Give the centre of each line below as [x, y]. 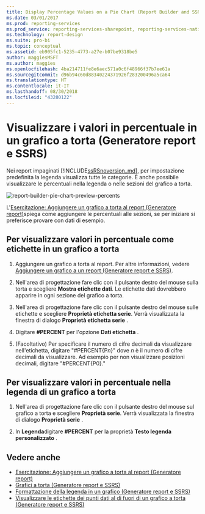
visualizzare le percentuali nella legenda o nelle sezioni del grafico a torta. [99, 184]
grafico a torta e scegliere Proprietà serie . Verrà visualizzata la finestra [105, 413]
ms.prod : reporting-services [43, 23]
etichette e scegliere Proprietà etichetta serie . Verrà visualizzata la [100, 313]
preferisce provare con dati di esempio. [56, 220]
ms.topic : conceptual [34, 47]
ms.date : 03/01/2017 [33, 18]
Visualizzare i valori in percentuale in [102, 128]
